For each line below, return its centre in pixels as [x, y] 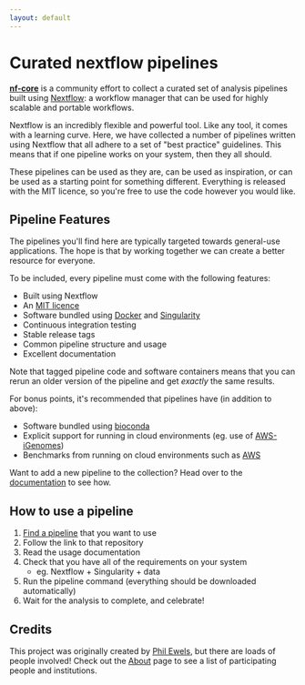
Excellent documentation [69, 354]
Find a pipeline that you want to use [90, 533]
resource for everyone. [52, 261]
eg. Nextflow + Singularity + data [98, 572]
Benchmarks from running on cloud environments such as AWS [142, 455]
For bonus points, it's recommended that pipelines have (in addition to [141, 399]
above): [24, 408]
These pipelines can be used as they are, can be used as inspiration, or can [151, 171]
